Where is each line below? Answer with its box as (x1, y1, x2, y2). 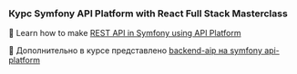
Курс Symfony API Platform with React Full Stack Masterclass (8, 7, 288, 20)
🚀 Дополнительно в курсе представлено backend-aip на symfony (8, 45, 263, 56)
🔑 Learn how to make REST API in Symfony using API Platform (8, 28, 241, 39)
